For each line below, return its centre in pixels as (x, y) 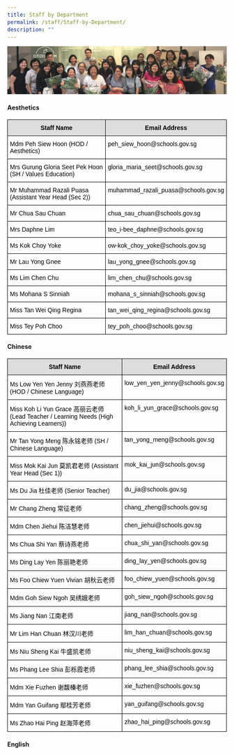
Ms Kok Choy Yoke (36, 245)
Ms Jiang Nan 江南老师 (42, 616)
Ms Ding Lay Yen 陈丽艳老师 (49, 562)
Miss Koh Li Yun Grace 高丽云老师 (57, 409)
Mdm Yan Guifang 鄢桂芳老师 (50, 705)
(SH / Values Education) (42, 174)
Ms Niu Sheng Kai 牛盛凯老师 (50, 652)
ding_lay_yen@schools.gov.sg (165, 561)
